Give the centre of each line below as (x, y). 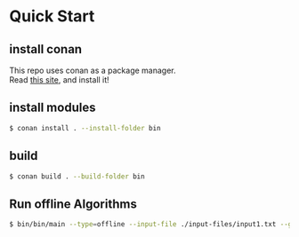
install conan (46, 49)
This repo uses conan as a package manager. (93, 70)
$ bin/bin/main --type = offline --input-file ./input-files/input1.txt (143, 225)
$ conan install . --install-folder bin (85, 128)
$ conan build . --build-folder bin (77, 176)
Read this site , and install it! (59, 80)
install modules (53, 108)
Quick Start (52, 16)
